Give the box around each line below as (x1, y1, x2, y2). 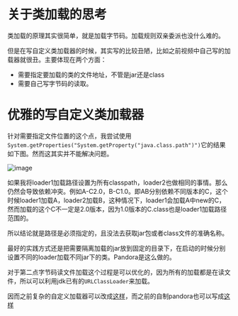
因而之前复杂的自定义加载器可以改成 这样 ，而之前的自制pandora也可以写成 (7, 292, 225, 300)
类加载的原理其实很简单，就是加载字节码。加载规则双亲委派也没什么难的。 (7, 31, 225, 40)
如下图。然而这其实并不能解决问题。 (7, 149, 113, 158)
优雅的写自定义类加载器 (7, 107, 144, 123)
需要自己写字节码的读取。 (17, 79, 93, 87)
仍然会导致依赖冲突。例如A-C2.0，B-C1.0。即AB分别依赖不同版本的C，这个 (7, 187, 228, 195)
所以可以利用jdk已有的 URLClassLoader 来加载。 (19, 276, 154, 285)
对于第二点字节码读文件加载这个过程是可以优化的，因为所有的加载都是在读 (7, 268, 225, 276)
